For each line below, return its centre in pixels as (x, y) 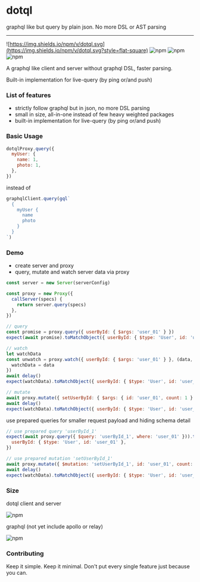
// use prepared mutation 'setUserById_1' (60, 459)
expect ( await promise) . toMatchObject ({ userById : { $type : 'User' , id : (97, 338)
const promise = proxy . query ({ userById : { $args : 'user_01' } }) (90, 332)
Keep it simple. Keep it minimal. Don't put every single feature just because (98, 567)
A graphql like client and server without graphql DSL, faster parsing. (89, 68)
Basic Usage (25, 136)
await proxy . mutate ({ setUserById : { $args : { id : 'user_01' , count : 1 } (100, 398)
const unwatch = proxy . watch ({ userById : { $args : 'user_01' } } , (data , (100, 359)
